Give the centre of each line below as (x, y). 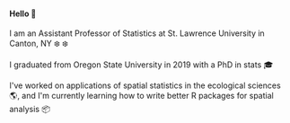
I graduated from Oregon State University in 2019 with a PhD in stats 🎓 (141, 65)
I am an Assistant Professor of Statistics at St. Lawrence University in (137, 33)
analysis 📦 (30, 110)
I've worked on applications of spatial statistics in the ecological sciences (145, 85)
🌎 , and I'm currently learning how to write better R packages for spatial (141, 96)
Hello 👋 (23, 13)
